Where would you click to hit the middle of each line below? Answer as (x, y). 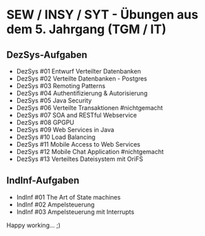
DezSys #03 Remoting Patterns (61, 86)
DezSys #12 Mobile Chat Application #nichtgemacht (90, 152)
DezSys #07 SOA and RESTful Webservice (76, 115)
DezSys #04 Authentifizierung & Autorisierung (82, 93)
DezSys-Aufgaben (47, 55)
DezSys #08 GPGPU (45, 122)
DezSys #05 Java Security (54, 100)
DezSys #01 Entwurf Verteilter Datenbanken (79, 71)
